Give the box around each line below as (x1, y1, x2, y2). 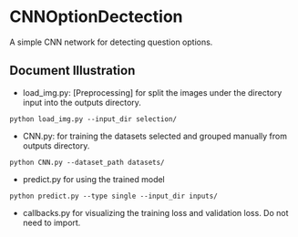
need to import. (22, 217, 81, 228)
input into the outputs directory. (22, 97, 141, 108)
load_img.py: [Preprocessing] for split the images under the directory (22, 87, 283, 98)
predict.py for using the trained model (22, 173, 166, 184)
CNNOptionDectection (9, 6, 184, 27)
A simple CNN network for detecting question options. (9, 36, 213, 47)
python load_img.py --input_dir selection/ (9, 114, 178, 124)
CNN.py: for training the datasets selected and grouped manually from (22, 130, 287, 141)
